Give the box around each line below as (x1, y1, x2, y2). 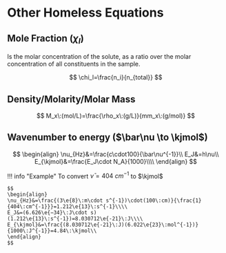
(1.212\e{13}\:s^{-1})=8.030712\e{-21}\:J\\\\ (7, 216, 143, 223)
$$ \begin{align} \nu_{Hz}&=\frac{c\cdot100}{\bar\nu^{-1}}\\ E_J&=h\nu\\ (12, 150, 219, 158)
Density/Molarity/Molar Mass (7, 93, 136, 105)
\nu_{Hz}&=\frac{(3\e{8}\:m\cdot (7, 197, 103, 205)
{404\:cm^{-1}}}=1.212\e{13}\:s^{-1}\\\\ (7, 203, 128, 210)
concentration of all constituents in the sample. (7, 60, 141, 68)
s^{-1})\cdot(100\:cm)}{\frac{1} (105, 197, 202, 205)
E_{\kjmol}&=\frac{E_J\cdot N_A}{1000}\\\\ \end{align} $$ (34, 157, 198, 165)
